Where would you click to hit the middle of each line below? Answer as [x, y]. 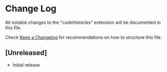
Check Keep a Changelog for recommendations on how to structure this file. [84, 37]
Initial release [26, 65]
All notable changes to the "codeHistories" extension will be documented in [83, 22]
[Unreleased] [26, 53]
